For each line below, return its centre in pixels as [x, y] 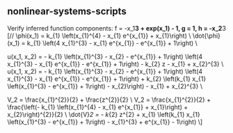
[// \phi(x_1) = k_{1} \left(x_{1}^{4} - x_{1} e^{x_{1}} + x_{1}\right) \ [99, 36]
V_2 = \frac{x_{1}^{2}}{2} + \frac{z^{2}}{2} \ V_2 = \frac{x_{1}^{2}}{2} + [109, 100]
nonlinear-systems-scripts [67, 11]
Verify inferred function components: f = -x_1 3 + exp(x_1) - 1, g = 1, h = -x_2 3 [116, 28]
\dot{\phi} [207, 36]
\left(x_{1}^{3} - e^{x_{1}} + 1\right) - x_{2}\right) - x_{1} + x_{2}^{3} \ [105, 86]
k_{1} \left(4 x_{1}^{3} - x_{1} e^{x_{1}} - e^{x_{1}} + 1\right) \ [112, 43]
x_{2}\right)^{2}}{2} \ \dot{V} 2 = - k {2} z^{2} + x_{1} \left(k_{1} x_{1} [104, 114]
